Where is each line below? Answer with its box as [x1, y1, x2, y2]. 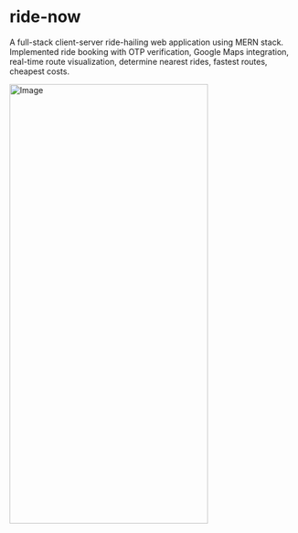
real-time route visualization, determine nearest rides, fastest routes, [9, 56, 268, 67]
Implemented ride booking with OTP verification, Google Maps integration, [9, 46, 290, 57]
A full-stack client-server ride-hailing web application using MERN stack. [9, 37, 284, 48]
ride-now [9, 6, 81, 27]
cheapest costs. [9, 66, 70, 77]
